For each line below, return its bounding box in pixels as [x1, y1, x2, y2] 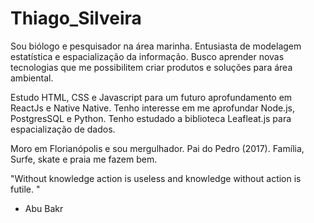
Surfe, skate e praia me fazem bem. [10, 153, 158, 165]
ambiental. [10, 72, 54, 84]
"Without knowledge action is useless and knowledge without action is [10, 172, 302, 184]
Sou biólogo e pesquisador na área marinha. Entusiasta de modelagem [10, 40, 302, 52]
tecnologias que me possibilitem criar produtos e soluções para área [10, 61, 293, 73]
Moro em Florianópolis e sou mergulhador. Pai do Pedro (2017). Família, [10, 142, 305, 154]
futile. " [10, 183, 41, 195]
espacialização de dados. [10, 123, 116, 135]
